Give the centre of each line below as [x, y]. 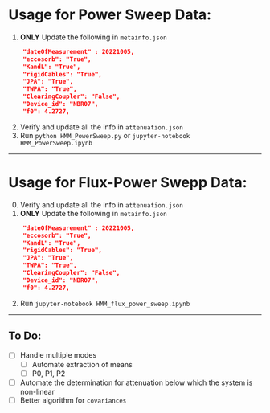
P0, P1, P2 [49, 373]
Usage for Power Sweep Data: [110, 15]
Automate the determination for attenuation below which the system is [136, 382]
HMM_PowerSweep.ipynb [56, 143]
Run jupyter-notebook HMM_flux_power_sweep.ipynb [105, 303]
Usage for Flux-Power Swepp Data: [128, 182]
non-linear [37, 391]
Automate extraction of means [82, 364]
